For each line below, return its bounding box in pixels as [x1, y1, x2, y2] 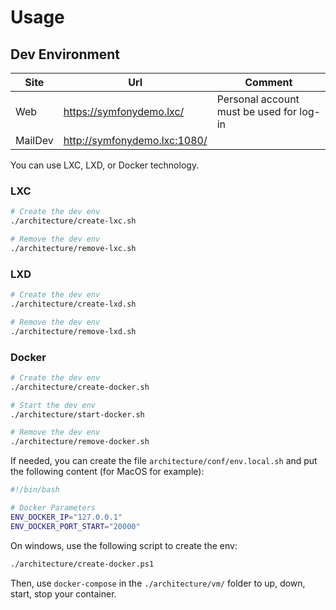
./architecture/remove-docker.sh [10, 437, 150, 447]
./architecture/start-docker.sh [10, 409, 145, 420]
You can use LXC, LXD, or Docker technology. [10, 159, 200, 171]
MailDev [15, 134, 54, 147]
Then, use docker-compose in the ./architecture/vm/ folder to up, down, [10, 577, 306, 589]
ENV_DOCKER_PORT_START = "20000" [10, 521, 141, 531]
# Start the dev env [10, 400, 97, 410]
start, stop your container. [10, 587, 117, 600]
